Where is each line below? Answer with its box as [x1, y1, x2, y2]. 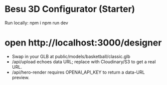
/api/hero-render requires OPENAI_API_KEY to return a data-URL [11, 69, 145, 75]
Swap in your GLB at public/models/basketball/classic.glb [11, 53, 131, 59]
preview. [11, 74, 29, 80]
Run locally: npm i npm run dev [4, 20, 68, 26]
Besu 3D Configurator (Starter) [4, 3, 135, 15]
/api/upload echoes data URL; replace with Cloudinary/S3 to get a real [11, 58, 156, 65]
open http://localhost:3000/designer [4, 37, 162, 48]
